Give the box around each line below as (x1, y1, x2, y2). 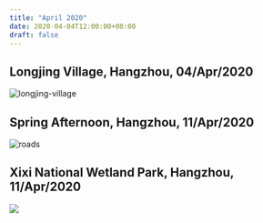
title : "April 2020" (9, 13, 88, 23)
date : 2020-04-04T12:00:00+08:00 (9, 22, 137, 31)
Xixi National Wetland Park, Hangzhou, (9, 165, 235, 180)
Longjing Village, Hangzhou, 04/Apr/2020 (9, 64, 254, 79)
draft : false (9, 30, 59, 39)
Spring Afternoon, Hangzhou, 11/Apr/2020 (9, 115, 255, 130)
